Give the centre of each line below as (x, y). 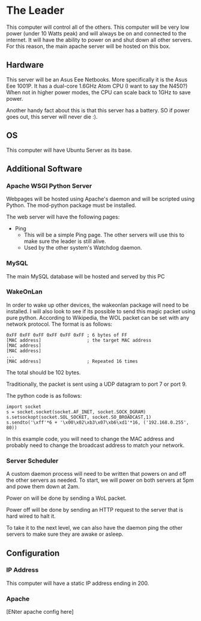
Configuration (33, 553)
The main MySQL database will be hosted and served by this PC (85, 276)
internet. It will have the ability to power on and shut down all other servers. (99, 40)
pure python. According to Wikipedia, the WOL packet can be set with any (98, 317)
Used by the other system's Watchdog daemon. (83, 248)
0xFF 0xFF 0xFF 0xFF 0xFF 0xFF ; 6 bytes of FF (67, 335)
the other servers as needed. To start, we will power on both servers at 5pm (100, 480)
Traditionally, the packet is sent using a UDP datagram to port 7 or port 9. (97, 384)
